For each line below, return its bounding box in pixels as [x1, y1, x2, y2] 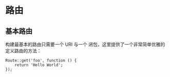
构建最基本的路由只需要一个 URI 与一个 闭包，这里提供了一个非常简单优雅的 [5, 42, 165, 47]
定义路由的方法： [5, 48, 42, 54]
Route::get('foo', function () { [5, 58, 77, 63]
